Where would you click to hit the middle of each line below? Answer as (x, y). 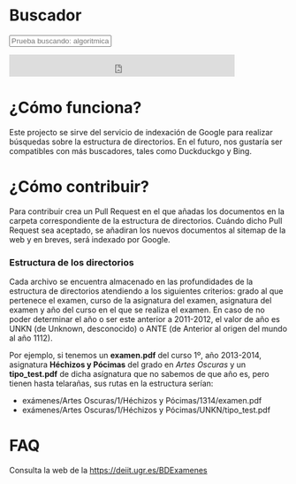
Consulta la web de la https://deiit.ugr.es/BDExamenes (108, 471)
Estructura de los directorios (72, 262)
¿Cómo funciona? (76, 108)
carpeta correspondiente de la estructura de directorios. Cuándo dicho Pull (146, 220)
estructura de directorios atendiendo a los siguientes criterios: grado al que (146, 291)
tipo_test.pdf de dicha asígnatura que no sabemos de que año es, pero (139, 374)
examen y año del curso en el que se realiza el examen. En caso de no (137, 310)
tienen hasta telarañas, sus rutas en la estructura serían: (111, 384)
